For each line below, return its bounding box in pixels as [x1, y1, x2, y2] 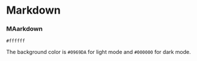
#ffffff [6, 38, 26, 44]
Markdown [6, 4, 61, 17]
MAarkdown [6, 25, 43, 33]
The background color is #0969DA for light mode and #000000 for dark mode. [6, 49, 191, 56]
